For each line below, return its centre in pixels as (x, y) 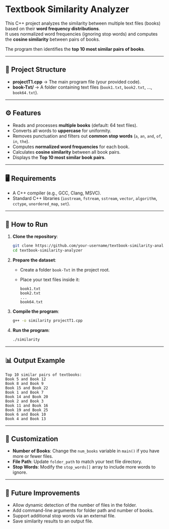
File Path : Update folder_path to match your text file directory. (77, 461)
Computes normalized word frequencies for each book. (71, 147)
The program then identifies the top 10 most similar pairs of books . (75, 49)
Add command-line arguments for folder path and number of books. (83, 510)
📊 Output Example (35, 360)
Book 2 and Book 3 (24, 401)
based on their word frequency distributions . (53, 28)
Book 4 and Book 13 (26, 419)
